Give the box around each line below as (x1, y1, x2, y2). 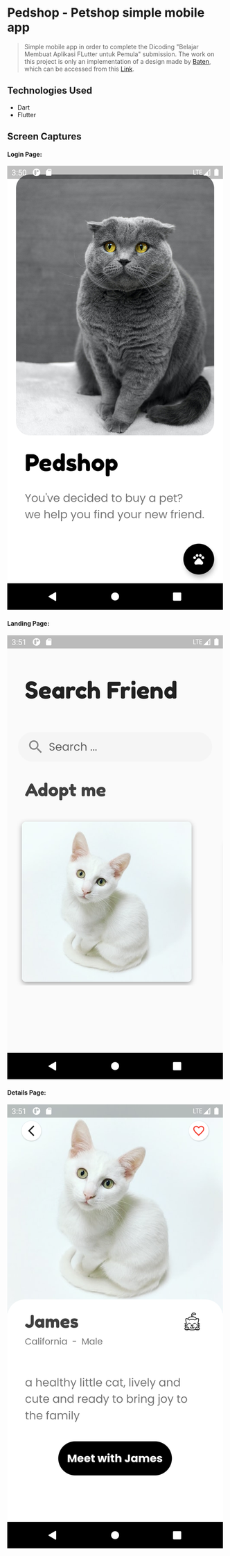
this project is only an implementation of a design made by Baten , (24, 57, 211, 65)
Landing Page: (7, 619, 50, 627)
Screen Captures (7, 130, 82, 143)
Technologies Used (7, 85, 92, 96)
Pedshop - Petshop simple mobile (7, 5, 205, 21)
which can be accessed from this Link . (24, 65, 135, 73)
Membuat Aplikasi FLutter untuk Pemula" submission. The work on (24, 50, 215, 58)
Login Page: (7, 150, 43, 158)
